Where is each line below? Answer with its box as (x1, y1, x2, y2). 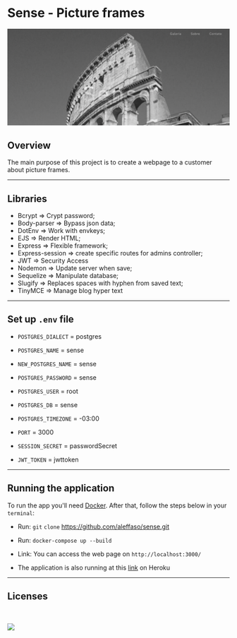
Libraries (7, 193, 47, 205)
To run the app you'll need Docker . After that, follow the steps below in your (7, 501, 227, 510)
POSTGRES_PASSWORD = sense (17, 373, 97, 382)
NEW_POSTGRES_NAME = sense (17, 359, 97, 368)
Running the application (7, 482, 115, 495)
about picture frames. (7, 166, 71, 174)
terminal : (7, 508, 35, 517)
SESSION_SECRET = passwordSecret (17, 441, 118, 450)
